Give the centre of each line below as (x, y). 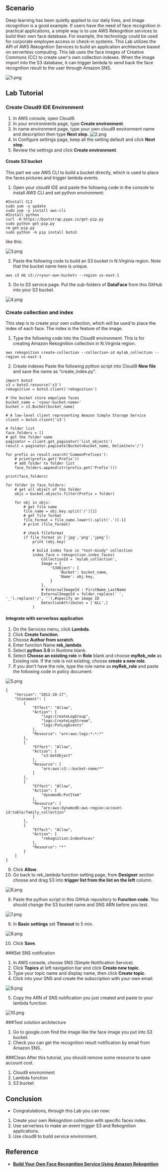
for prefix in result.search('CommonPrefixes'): (57, 455)
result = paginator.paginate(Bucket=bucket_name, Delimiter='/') (75, 446)
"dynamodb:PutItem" (61, 795)
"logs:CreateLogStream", (67, 721)
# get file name (40, 507)
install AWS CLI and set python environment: (58, 193)
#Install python (22, 215)
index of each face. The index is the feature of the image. (64, 328)
